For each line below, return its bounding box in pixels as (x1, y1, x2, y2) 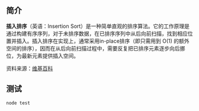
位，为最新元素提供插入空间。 (6, 52, 79, 59)
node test (6, 100, 31, 106)
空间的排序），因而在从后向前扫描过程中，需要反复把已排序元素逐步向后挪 (6, 45, 185, 52)
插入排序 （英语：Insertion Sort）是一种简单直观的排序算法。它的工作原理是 (6, 23, 190, 30)
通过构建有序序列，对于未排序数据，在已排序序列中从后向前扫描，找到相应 (6, 30, 188, 37)
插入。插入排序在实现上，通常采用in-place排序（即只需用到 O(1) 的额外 (16, 37, 190, 45)
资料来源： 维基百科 (6, 65, 53, 72)
